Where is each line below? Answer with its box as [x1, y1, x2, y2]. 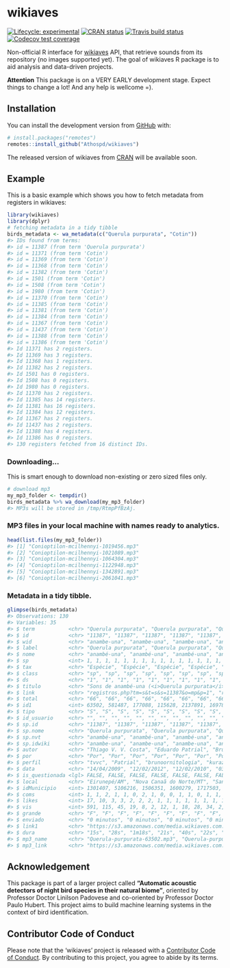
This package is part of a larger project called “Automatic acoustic [7, 879, 197, 887]
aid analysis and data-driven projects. [7, 62, 114, 71]
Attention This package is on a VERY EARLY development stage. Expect [7, 75, 211, 84]
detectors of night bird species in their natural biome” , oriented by [7, 887, 199, 895]
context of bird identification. [7, 908, 89, 917]
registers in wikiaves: [7, 199, 67, 207]
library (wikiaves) [7, 212, 60, 218]
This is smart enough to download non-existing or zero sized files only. [7, 472, 207, 481]
